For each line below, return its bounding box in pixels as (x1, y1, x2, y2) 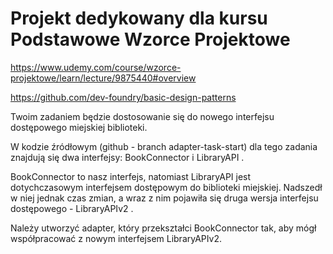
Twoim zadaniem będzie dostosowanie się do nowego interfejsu (10, 110, 275, 122)
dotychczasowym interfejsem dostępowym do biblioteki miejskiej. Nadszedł (10, 181, 323, 193)
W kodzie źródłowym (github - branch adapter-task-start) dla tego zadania (10, 140, 318, 152)
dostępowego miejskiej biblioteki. (10, 121, 148, 133)
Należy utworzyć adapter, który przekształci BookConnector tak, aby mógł (10, 222, 317, 234)
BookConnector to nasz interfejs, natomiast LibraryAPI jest (10, 170, 252, 182)
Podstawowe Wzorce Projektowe (10, 28, 291, 51)
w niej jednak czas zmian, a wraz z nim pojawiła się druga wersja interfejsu (10, 192, 319, 204)
